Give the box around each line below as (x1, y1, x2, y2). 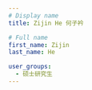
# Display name (8, 11, 59, 20)
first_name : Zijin (8, 41, 70, 49)
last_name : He (8, 49, 56, 57)
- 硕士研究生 (15, 70, 54, 78)
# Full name (8, 33, 48, 41)
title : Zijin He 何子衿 (8, 19, 84, 27)
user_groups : (8, 63, 52, 71)
